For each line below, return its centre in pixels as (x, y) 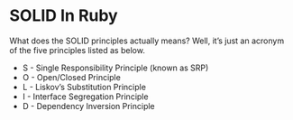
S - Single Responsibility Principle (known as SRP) (115, 68)
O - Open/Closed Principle (72, 77)
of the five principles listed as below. (78, 50)
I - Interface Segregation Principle (85, 97)
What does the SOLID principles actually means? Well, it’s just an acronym (147, 41)
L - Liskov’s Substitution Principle (84, 87)
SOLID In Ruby (64, 16)
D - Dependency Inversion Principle (88, 106)
